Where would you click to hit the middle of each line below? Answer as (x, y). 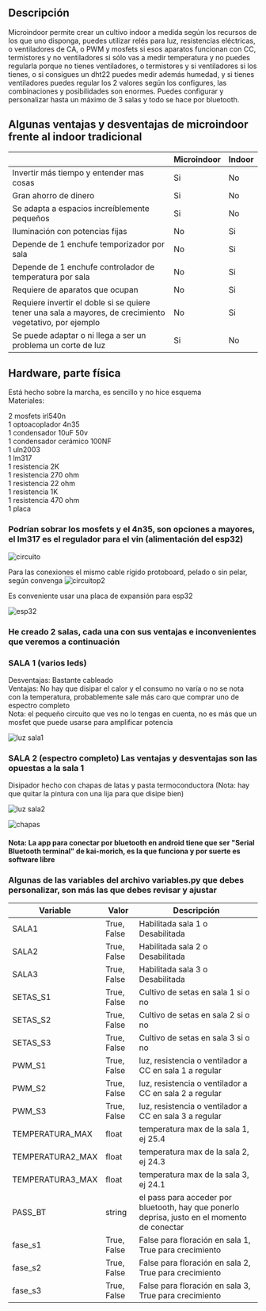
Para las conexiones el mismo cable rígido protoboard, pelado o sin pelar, (128, 572)
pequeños (31, 218)
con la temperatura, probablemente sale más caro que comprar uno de (124, 696)
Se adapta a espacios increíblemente (81, 208)
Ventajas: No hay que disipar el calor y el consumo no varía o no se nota (126, 688)
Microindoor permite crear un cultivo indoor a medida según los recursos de (133, 32)
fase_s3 (27, 1290)
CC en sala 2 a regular (180, 1094)
